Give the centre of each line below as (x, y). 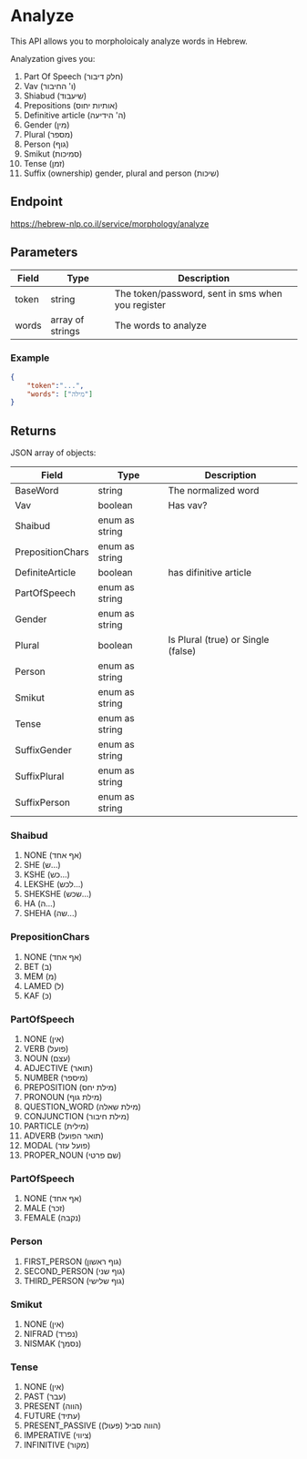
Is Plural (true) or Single (219, 640)
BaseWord (37, 491)
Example (30, 358)
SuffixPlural (40, 777)
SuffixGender (43, 750)
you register (140, 304)
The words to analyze (161, 325)
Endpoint (36, 202)
